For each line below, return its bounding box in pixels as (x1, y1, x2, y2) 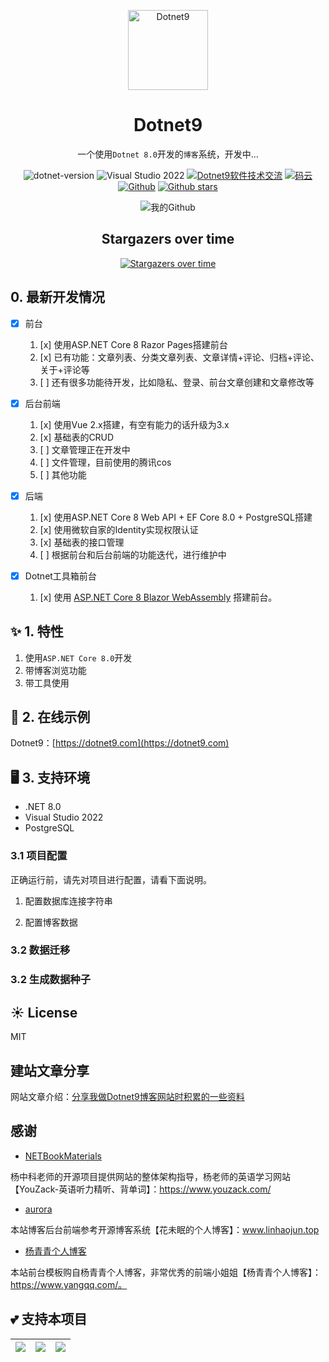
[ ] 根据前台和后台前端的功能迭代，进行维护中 (39, 548, 227, 560)
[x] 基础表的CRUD (39, 431, 115, 443)
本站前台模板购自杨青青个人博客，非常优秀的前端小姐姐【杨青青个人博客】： (10, 1266, 322, 1278)
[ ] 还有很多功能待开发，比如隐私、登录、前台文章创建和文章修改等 (39, 376, 315, 388)
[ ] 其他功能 (39, 468, 87, 480)
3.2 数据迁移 (10, 943, 71, 957)
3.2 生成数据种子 (10, 973, 92, 987)
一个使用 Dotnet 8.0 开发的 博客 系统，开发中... (77, 148, 259, 160)
